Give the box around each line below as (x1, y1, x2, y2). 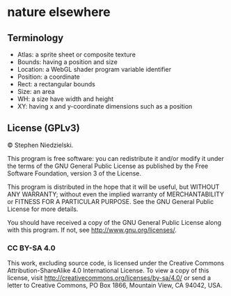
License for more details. (7, 205, 79, 213)
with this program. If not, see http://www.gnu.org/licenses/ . (7, 226, 177, 234)
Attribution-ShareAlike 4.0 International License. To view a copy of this (7, 266, 209, 275)
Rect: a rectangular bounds (17, 80, 95, 88)
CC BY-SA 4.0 (7, 243, 56, 253)
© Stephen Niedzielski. (7, 141, 74, 149)
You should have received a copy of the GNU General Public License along (7, 218, 221, 226)
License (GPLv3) (7, 123, 80, 134)
